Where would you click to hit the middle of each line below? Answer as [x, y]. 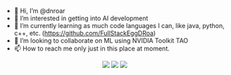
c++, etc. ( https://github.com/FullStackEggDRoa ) [85, 33]
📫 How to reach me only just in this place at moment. [92, 48]
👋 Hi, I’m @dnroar [39, 11]
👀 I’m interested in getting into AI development [81, 18]
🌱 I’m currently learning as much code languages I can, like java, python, [119, 26]
